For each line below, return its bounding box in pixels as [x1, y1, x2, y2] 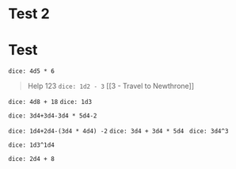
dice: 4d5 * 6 [8, 67, 55, 75]
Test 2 [8, 5, 50, 23]
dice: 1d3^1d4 [8, 141, 55, 149]
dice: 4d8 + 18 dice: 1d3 [8, 98, 93, 106]
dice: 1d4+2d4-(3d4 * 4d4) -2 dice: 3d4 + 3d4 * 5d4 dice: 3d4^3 [8, 128, 229, 136]
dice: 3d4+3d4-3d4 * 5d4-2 [8, 112, 97, 120]
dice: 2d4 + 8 [8, 156, 55, 163]
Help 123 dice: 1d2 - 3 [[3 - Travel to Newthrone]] [27, 81, 195, 91]
